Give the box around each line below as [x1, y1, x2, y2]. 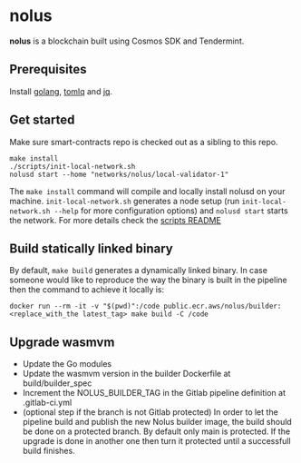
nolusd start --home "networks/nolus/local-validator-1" [9, 170, 229, 179]
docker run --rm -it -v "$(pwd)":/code [9, 301, 160, 311]
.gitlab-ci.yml [22, 397, 73, 409]
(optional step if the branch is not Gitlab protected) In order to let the [22, 407, 278, 418]
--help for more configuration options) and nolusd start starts [53, 205, 288, 216]
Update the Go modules [22, 359, 112, 369]
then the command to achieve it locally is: [9, 284, 165, 295]
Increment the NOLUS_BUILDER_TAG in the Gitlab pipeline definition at [22, 388, 286, 399]
